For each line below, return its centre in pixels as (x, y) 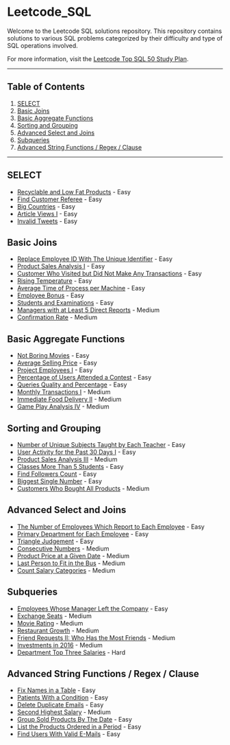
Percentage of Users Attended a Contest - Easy (84, 378)
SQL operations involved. (43, 45)
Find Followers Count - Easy (57, 474)
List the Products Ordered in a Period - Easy (79, 727)
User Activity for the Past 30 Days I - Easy (76, 452)
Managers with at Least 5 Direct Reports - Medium (88, 310)
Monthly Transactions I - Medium (64, 392)
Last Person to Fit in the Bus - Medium (71, 563)
